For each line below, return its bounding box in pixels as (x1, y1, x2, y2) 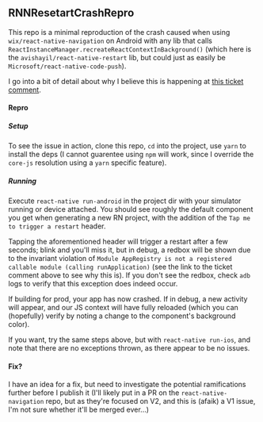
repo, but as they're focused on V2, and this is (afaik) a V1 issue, (45, 396, 256, 405)
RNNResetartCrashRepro (8, 6, 135, 20)
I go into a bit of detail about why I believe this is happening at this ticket (8, 76, 244, 86)
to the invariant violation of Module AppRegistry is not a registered (8, 254, 232, 263)
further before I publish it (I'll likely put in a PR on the (8, 388, 180, 397)
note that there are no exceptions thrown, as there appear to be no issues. (8, 343, 250, 353)
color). (8, 320, 30, 329)
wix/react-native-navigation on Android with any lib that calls (8, 36, 212, 45)
